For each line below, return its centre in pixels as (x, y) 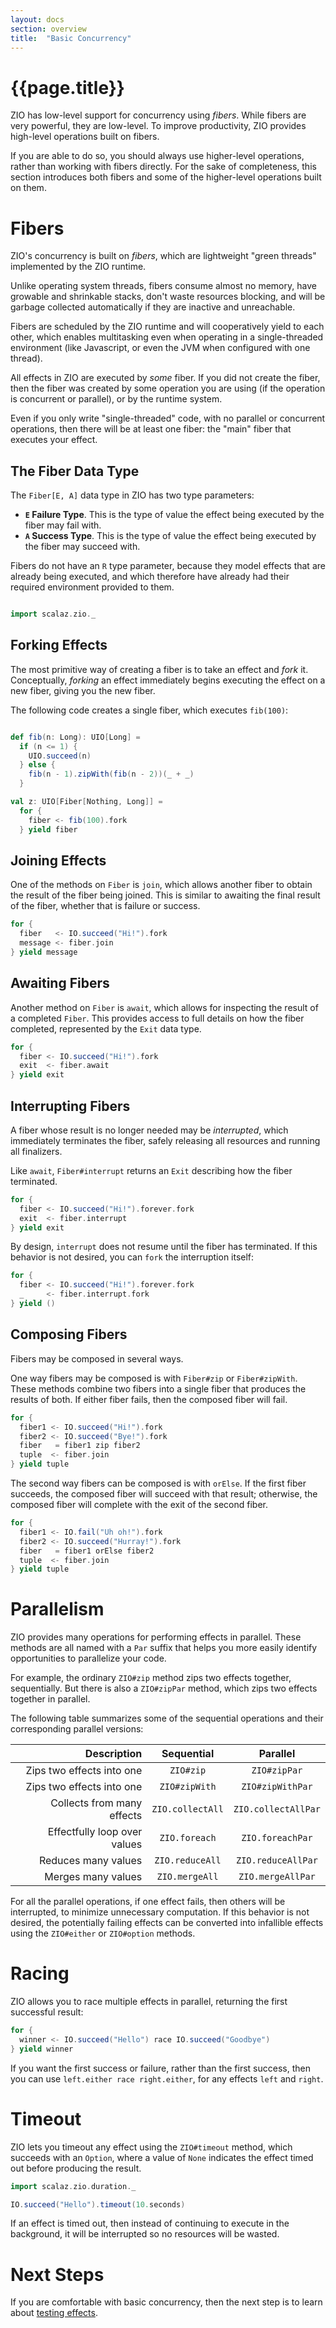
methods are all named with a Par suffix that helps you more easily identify (164, 1648)
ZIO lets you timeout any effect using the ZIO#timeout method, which (151, 2147)
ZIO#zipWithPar (277, 1787)
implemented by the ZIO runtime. (78, 267)
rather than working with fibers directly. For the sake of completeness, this (163, 167)
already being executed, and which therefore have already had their (150, 577)
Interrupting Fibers (70, 1106)
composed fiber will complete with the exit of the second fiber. (139, 1504)
